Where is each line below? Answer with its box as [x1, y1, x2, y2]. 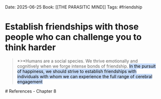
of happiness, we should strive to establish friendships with [17, 68, 137, 74]
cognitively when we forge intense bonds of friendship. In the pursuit [17, 63, 156, 69]
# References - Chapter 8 [5, 88, 57, 94]
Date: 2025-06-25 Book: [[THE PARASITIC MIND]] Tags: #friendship [5, 4, 142, 10]
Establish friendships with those [5, 21, 139, 32]
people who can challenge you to [5, 32, 142, 43]
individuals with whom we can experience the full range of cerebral [17, 73, 153, 79]
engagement [17, 79, 43, 84]
